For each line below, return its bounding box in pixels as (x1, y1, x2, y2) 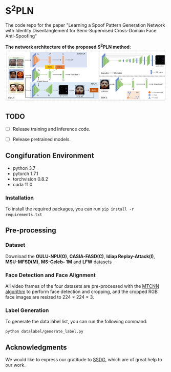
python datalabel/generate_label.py (5, 329, 83, 334)
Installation (5, 194, 34, 201)
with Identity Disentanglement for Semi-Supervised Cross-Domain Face (5, 28, 157, 34)
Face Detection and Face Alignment (5, 271, 96, 279)
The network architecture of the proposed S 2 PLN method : (5, 43, 131, 50)
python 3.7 (12, 165, 36, 171)
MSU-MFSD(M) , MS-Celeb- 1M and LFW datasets (5, 259, 112, 265)
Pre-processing (5, 226, 56, 235)
